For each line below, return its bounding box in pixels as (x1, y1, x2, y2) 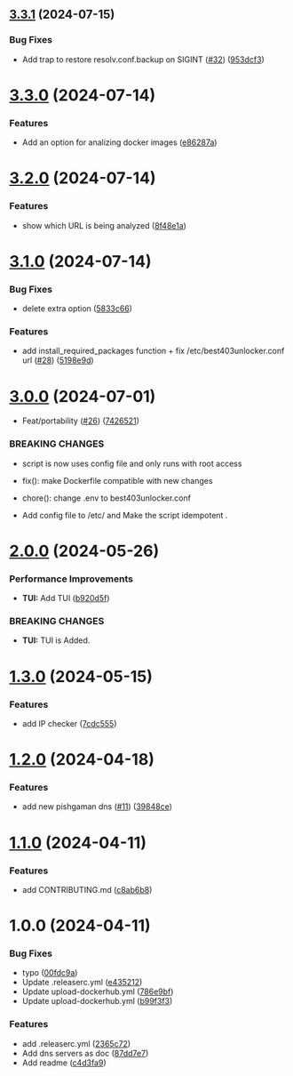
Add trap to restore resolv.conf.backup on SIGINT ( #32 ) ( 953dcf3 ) (21, 53, 265, 65)
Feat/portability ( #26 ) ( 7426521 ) (21, 415, 140, 426)
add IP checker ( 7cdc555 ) (21, 718, 117, 728)
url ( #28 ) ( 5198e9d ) (21, 355, 95, 365)
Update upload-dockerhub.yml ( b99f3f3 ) (21, 996, 173, 1007)
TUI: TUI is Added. (21, 635, 91, 646)
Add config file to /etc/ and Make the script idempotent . (21, 510, 228, 520)
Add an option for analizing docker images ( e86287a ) (21, 137, 218, 148)
